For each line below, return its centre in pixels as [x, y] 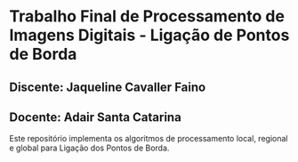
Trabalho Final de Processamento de [147, 16]
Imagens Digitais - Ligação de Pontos [149, 35]
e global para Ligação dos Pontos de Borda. [89, 148]
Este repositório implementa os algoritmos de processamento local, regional [149, 139]
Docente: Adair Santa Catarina [96, 117]
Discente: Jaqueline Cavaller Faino [108, 87]
